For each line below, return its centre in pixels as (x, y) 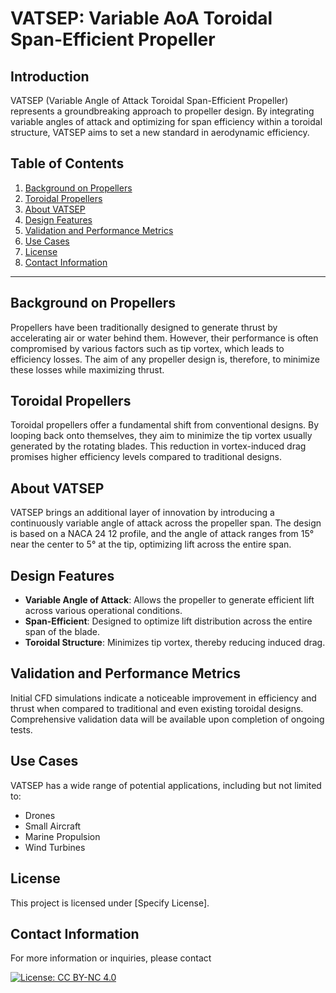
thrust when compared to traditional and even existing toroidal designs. (157, 708)
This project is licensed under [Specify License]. (110, 903)
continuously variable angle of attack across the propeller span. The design (166, 523)
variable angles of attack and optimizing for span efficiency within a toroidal (166, 121)
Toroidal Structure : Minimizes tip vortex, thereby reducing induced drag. (175, 643)
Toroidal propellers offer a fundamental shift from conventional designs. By (165, 425)
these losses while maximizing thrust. (87, 369)
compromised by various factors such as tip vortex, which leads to (147, 348)
